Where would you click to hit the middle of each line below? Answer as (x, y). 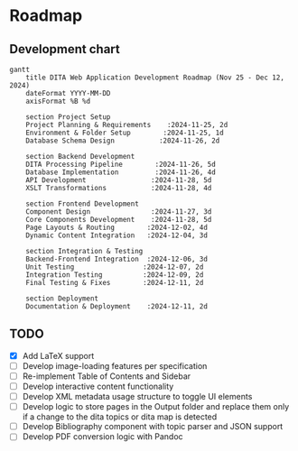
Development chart (65, 49)
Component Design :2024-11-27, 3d (119, 212)
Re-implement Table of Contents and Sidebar (107, 376)
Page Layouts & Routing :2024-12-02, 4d (116, 227)
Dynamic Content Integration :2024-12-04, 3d (116, 235)
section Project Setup (68, 117)
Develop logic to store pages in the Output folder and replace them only (156, 407)
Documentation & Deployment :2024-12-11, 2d (116, 307)
